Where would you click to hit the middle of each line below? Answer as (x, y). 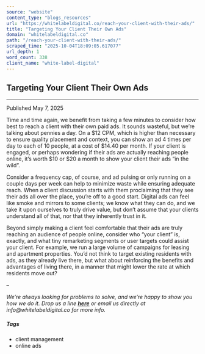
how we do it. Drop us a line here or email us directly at (76, 303)
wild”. (13, 165)
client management (39, 339)
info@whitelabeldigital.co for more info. (56, 310)
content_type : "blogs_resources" (49, 18)
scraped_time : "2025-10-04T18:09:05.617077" (64, 46)
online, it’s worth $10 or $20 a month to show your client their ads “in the (98, 159)
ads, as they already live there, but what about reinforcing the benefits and (100, 261)
